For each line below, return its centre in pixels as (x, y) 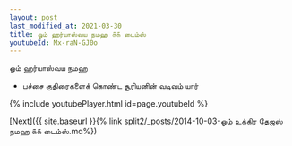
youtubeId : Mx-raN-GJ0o (54, 43)
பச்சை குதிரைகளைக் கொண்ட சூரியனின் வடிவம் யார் (110, 86)
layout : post (34, 17)
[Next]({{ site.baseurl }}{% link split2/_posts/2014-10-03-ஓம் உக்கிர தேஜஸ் (146, 121)
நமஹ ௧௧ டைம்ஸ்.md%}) (53, 132)
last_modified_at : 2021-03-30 (66, 26)
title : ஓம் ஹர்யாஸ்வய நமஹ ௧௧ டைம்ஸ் (77, 34)
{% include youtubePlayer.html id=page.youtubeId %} (109, 104)
